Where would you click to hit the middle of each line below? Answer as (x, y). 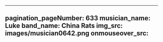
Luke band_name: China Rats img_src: (64, 26)
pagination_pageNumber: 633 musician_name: (78, 18)
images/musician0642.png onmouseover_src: (77, 34)
